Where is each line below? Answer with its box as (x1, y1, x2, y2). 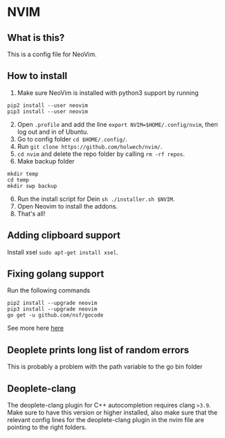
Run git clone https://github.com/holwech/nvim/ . (17, 142, 163, 150)
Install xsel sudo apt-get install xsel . (7, 247, 119, 256)
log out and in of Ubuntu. (17, 128, 89, 136)
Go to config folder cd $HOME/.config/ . (17, 134, 128, 143)
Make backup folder (17, 157, 75, 165)
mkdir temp (7, 170, 39, 177)
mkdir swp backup (7, 182, 57, 189)
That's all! (17, 209, 46, 218)
